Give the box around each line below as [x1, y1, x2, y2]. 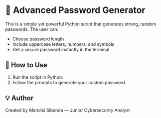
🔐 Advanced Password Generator [5, 4, 146, 16]
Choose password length [12, 36, 64, 42]
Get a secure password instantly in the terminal [12, 46, 110, 52]
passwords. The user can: [5, 26, 59, 32]
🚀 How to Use [5, 61, 47, 69]
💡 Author [5, 94, 34, 103]
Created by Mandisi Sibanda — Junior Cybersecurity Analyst [5, 107, 130, 113]
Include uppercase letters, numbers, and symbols [12, 41, 115, 47]
